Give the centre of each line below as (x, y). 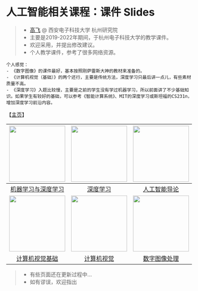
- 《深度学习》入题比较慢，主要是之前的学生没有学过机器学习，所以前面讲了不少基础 (95, 90)
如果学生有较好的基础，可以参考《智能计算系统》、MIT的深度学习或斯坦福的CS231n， (103, 96)
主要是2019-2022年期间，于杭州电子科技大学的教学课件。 (100, 37)
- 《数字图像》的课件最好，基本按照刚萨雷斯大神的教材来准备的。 (75, 71)
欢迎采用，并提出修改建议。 (64, 45)
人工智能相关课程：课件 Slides (81, 12)
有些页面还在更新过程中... (61, 274)
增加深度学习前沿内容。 (31, 103)
